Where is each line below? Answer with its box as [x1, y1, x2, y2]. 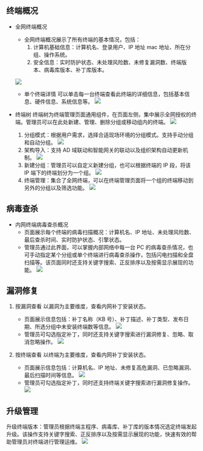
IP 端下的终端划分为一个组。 [24, 169, 95, 176]
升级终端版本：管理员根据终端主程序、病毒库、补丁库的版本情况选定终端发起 [6, 423, 197, 430]
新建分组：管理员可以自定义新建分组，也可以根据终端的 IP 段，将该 [24, 161, 192, 168]
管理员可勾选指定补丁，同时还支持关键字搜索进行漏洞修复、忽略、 [24, 331, 188, 338]
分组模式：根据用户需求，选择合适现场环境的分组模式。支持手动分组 [24, 131, 194, 138]
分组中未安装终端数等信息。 [45, 323, 115, 331]
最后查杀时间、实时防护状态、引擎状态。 [24, 235, 125, 243]
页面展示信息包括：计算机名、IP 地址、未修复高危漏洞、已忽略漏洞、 [24, 364, 195, 371]
